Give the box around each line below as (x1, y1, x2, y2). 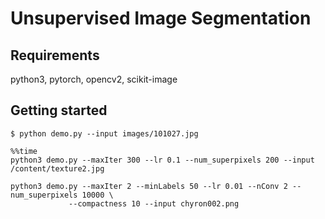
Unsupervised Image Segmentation (10, 7, 312, 30)
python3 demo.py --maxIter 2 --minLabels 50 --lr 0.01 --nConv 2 (10, 181, 288, 191)
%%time (10, 146, 38, 156)
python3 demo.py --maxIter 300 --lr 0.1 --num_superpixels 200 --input (10, 155, 315, 165)
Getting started (10, 102, 108, 119)
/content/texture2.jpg (10, 163, 105, 174)
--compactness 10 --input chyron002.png (68, 198, 240, 209)
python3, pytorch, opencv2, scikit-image (10, 73, 178, 85)
